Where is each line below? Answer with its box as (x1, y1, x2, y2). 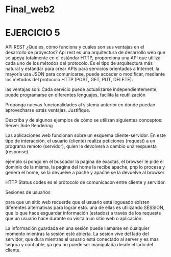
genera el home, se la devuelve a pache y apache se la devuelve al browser (5, 170, 165, 176)
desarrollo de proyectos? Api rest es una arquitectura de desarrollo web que (5, 50, 166, 56)
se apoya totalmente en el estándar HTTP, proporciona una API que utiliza (5, 55, 161, 61)
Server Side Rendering (5, 123, 53, 129)
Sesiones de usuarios (5, 189, 51, 195)
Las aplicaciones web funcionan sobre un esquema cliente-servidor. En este (5, 132, 166, 138)
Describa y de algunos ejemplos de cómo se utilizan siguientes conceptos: (5, 117, 163, 123)
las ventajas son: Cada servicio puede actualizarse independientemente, (5, 86, 158, 92)
